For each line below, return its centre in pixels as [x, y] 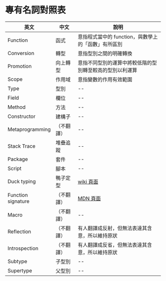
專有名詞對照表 [36, 10]
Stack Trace [21, 146]
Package [18, 159]
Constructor [21, 116]
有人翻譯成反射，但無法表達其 [112, 228]
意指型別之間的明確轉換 [105, 54]
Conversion [21, 53]
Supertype [20, 271]
